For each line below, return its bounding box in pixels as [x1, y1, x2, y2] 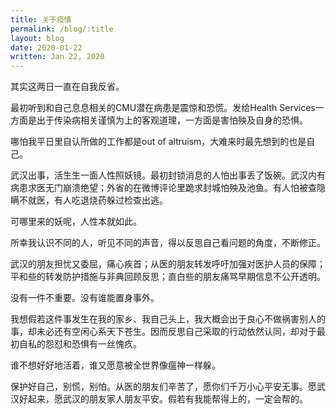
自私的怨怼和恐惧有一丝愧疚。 [18, 338, 142, 350]
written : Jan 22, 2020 [10, 52, 105, 62]
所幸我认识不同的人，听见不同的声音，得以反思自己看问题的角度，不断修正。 [10, 237, 326, 249]
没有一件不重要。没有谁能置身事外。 [10, 292, 160, 304]
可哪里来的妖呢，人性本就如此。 [10, 216, 142, 228]
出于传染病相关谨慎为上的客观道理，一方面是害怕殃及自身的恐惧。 [36, 114, 308, 126]
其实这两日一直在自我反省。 [10, 81, 125, 93]
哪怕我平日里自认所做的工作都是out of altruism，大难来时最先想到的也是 [10, 136, 307, 148]
